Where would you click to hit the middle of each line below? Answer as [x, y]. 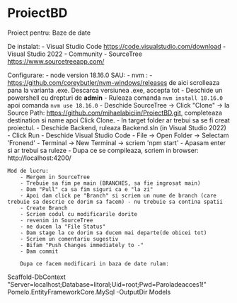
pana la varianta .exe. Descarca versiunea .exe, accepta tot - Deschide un [115, 90]
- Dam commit [39, 251]
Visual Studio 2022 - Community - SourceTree [75, 54]
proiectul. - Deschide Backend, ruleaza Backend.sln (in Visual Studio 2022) [117, 127]
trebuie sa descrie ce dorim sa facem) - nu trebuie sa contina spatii [115, 202]
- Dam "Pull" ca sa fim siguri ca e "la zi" [87, 189]
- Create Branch [44, 208]
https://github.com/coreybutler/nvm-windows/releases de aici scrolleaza [114, 82]
